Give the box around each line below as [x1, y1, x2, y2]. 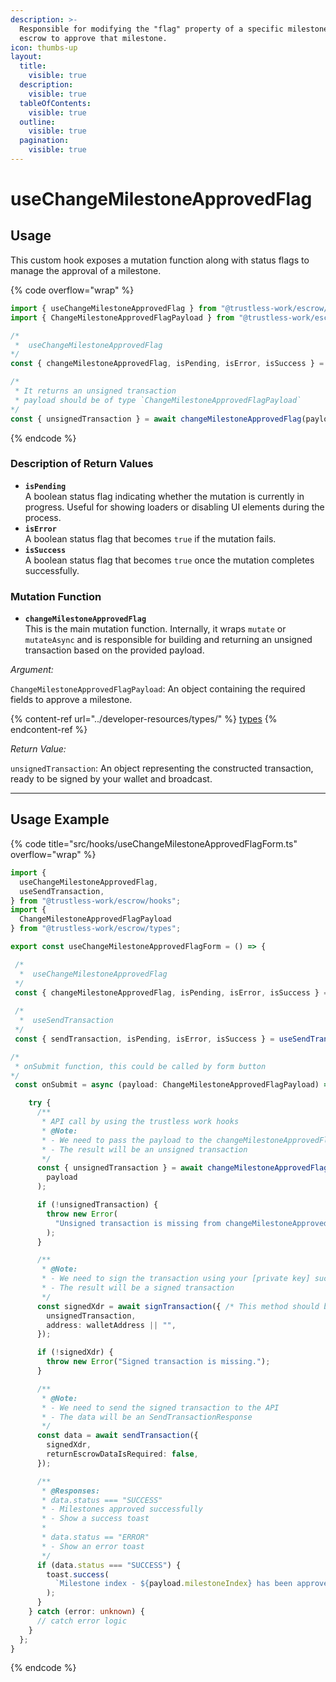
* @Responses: [41, 1486, 101, 1496]
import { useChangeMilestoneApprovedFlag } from [10, 303, 217, 313]
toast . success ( [46, 1569, 110, 1580]
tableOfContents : [19, 98, 92, 108]
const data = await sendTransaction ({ [36, 1431, 199, 1441]
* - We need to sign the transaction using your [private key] [41, 1274, 311, 1284]
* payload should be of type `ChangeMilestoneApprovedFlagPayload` [14, 395, 302, 405]
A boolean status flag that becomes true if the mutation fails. [24, 532, 277, 545]
